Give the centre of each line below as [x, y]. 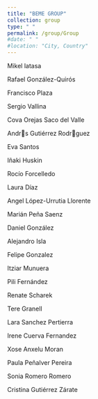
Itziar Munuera [28, 268]
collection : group [34, 20]
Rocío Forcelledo [31, 174]
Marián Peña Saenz [35, 214]
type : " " [22, 26]
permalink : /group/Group [43, 33]
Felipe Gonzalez [30, 255]
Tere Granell [25, 308]
